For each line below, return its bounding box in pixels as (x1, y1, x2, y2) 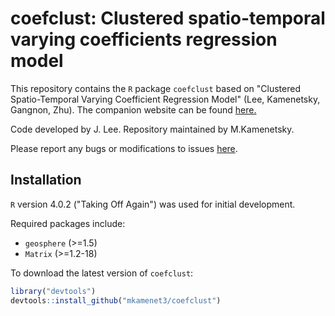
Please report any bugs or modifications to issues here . (10, 142, 238, 154)
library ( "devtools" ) (10, 286, 97, 296)
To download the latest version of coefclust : (10, 267, 194, 279)
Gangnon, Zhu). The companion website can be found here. (10, 103, 257, 116)
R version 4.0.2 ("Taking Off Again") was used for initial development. (10, 198, 296, 210)
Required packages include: (10, 217, 126, 229)
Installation (10, 172, 82, 189)
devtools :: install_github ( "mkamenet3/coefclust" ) (10, 295, 222, 306)
